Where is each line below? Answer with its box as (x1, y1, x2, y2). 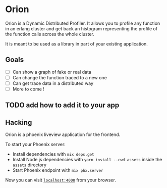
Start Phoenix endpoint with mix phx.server (12, 167, 103, 173)
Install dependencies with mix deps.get (12, 151, 94, 157)
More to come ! (12, 86, 44, 92)
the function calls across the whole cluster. (5, 31, 95, 37)
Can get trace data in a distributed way (12, 80, 94, 86)
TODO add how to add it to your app (5, 101, 120, 110)
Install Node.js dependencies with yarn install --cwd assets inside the (12, 157, 162, 163)
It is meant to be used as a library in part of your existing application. (5, 40, 148, 46)
